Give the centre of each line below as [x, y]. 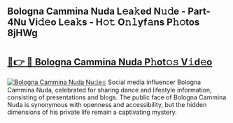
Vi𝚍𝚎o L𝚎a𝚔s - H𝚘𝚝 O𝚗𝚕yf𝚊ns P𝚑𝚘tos [114, 23]
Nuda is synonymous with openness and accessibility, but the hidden [107, 105]
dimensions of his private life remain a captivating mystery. [92, 112]
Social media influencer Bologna [154, 82]
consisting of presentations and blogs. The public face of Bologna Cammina [117, 97]
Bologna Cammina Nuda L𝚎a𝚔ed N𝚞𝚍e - [97, 11]
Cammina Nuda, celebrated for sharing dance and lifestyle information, [110, 90]
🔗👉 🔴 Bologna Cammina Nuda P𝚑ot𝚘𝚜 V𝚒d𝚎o [110, 62]
